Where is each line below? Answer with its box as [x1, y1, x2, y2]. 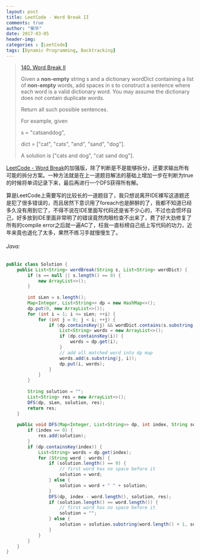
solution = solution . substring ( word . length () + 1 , [59, 521, 187, 527]
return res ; [27, 405, 58, 411]
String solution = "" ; [27, 389, 84, 395]
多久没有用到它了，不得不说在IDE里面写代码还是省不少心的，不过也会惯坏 [6, 207, 187, 214]
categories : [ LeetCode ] [6, 42, 68, 48]
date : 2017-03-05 [6, 31, 49, 37]
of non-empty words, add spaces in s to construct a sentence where [20, 82, 190, 89]
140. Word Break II [20, 64, 66, 71]
